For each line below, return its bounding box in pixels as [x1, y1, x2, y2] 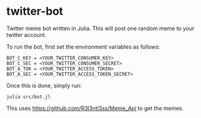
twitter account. [6, 31, 47, 38]
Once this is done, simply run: [6, 82, 82, 89]
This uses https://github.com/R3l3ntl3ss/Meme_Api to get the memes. [6, 104, 184, 112]
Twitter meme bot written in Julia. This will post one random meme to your [6, 25, 195, 32]
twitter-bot [6, 4, 63, 18]
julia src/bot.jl [6, 93, 51, 100]
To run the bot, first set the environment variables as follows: [6, 43, 160, 50]
